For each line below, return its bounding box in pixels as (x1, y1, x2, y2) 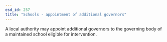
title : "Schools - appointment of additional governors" (5, 12, 127, 17)
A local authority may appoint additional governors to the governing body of (5, 25, 162, 31)
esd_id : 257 (5, 7, 30, 12)
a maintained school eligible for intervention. (5, 31, 97, 37)
